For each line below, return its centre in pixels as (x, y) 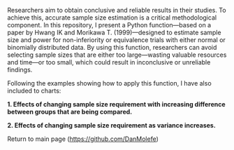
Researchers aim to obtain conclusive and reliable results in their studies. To (117, 10)
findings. (20, 70)
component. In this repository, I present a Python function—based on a (109, 25)
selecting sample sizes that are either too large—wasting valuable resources (117, 55)
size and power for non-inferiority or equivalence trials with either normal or (116, 40)
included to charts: (34, 91)
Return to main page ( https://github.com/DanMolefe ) (83, 139)
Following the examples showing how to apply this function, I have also (109, 83)
